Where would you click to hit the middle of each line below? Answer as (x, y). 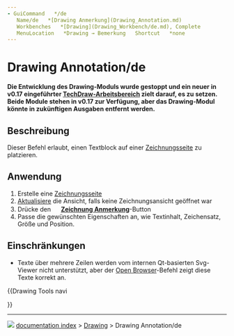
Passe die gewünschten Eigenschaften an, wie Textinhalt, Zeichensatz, (119, 216)
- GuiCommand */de (37, 14)
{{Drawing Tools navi (37, 291)
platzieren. (23, 155)
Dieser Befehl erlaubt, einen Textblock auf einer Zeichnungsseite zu (104, 147)
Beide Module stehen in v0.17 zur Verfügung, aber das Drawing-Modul (111, 102)
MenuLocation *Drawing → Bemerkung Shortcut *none (101, 33)
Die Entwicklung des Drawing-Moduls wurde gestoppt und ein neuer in (112, 87)
